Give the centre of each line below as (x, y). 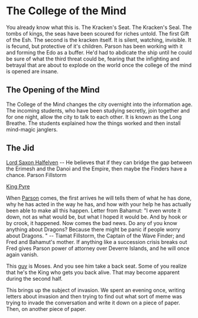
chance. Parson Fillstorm (36, 175)
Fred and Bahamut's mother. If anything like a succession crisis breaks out (97, 242)
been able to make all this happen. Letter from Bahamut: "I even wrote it (94, 210)
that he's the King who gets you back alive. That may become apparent (93, 272)
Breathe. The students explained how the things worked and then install (93, 123)
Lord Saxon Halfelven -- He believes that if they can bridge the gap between (99, 162)
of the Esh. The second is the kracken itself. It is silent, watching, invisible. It (99, 40)
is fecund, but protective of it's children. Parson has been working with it (95, 46)
